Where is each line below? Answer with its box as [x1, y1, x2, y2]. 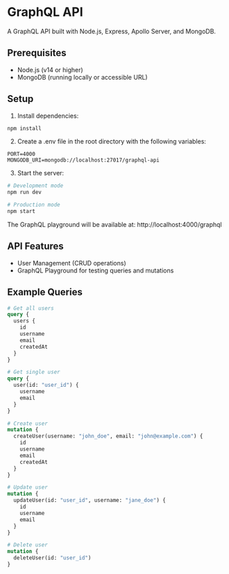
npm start [7, 208, 36, 215]
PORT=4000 [7, 150, 36, 158]
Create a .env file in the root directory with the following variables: [17, 137, 207, 146]
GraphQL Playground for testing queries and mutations [17, 266, 174, 275]
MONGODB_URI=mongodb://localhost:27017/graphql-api [7, 157, 160, 164]
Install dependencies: [17, 112, 79, 120]
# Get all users [7, 304, 54, 312]
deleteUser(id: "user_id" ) [13, 555, 92, 562]
